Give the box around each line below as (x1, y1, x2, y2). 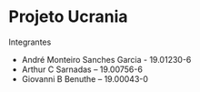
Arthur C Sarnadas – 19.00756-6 (21, 64, 143, 75)
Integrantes (8, 36, 52, 47)
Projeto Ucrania (8, 6, 128, 27)
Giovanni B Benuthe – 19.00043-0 (21, 73, 149, 84)
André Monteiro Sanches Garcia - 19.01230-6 (21, 54, 192, 65)
